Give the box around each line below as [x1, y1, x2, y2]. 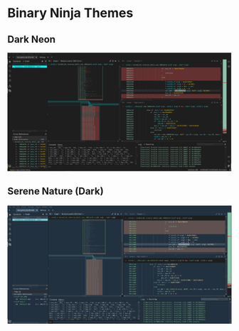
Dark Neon [7, 33, 55, 45]
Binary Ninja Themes [7, 5, 134, 21]
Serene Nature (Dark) [7, 185, 105, 197]
